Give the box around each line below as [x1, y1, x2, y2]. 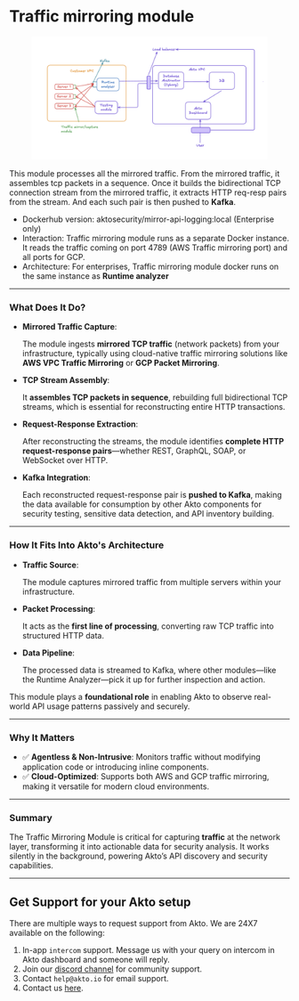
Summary [9, 811, 53, 824]
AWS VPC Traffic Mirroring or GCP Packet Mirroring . [21, 358, 220, 369]
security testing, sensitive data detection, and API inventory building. [21, 509, 275, 519]
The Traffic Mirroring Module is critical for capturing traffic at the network [9, 832, 280, 842]
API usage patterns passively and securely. [31, 701, 190, 712]
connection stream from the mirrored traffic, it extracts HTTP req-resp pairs [9, 187, 287, 198]
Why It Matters [9, 731, 76, 744]
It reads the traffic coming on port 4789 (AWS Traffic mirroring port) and [21, 242, 287, 253]
